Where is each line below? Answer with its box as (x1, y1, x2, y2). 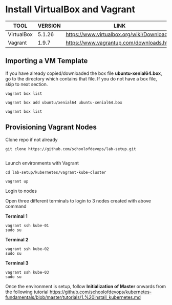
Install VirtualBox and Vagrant (5, 4, 136, 15)
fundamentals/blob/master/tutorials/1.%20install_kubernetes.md (5, 294, 141, 300)
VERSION (37, 22, 61, 29)
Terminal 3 (5, 260, 29, 266)
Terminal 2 (5, 236, 29, 242)
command (5, 203, 27, 209)
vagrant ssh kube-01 (5, 223, 50, 228)
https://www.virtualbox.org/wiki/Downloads (66, 31, 170, 38)
